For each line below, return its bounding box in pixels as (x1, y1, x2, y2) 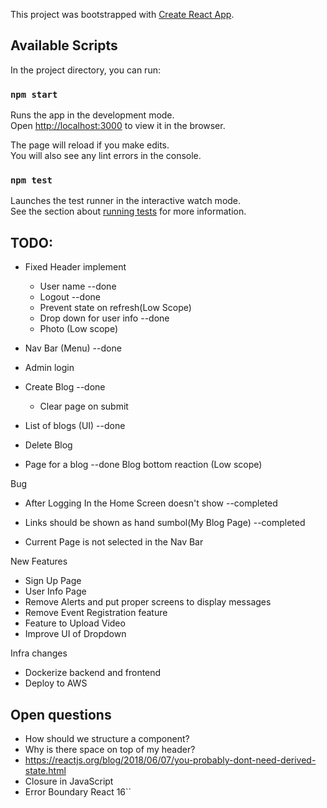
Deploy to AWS (24, 677, 88, 689)
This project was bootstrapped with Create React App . (10, 9, 235, 20)
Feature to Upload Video (24, 617, 126, 629)
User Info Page (24, 585, 87, 598)
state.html (24, 765, 67, 777)
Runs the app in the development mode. (10, 109, 175, 121)
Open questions (10, 706, 112, 723)
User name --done (39, 280, 117, 293)
